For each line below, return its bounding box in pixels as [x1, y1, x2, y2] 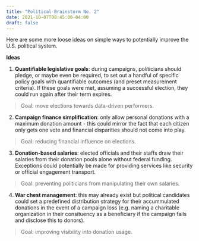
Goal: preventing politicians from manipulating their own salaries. [20, 180, 180, 187]
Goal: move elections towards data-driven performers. [20, 102, 154, 109]
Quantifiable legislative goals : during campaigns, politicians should [14, 65, 182, 73]
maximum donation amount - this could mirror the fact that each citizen [14, 120, 189, 127]
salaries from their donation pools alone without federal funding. [14, 156, 172, 163]
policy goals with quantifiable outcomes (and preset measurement [14, 78, 177, 85]
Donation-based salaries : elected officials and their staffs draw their [14, 149, 184, 157]
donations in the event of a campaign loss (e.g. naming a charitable [14, 204, 180, 211]
